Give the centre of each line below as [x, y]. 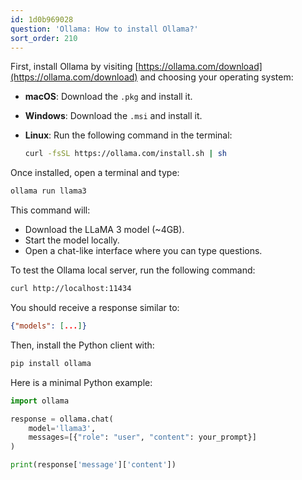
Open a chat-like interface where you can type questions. [143, 251]
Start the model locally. [72, 240]
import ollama [40, 401]
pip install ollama [51, 363]
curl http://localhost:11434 [71, 289]
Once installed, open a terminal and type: [95, 173]
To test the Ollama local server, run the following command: [133, 270]
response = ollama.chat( [62, 419]
